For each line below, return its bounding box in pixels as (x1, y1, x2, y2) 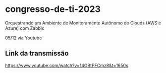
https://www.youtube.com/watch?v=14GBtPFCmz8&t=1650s (5, 62, 129, 68)
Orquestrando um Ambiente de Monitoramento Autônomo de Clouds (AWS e (5, 20, 161, 26)
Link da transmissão (5, 49, 69, 58)
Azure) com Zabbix (5, 25, 45, 31)
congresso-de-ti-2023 (5, 3, 101, 15)
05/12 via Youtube (5, 35, 42, 41)
